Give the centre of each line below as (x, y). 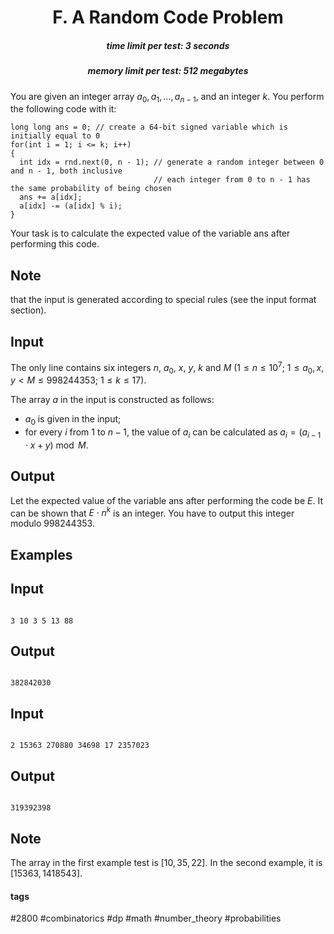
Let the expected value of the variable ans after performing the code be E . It (166, 500)
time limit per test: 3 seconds (168, 45)
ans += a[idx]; (51, 197)
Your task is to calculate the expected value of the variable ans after (150, 233)
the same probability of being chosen (91, 189)
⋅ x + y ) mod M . (56, 445)
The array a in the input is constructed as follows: (112, 400)
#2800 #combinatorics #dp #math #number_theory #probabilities (146, 918)
